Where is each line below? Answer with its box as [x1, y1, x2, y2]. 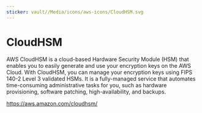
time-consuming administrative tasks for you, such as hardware [6, 81, 167, 89]
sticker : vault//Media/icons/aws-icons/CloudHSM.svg [6, 9, 144, 15]
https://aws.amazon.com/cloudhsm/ [6, 100, 98, 107]
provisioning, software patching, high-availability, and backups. [6, 88, 166, 95]
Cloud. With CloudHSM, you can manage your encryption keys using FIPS [6, 68, 193, 76]
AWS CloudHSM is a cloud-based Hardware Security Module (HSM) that [6, 56, 189, 63]
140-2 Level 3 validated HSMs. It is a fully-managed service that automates [6, 75, 196, 82]
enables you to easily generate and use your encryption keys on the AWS [6, 62, 192, 69]
